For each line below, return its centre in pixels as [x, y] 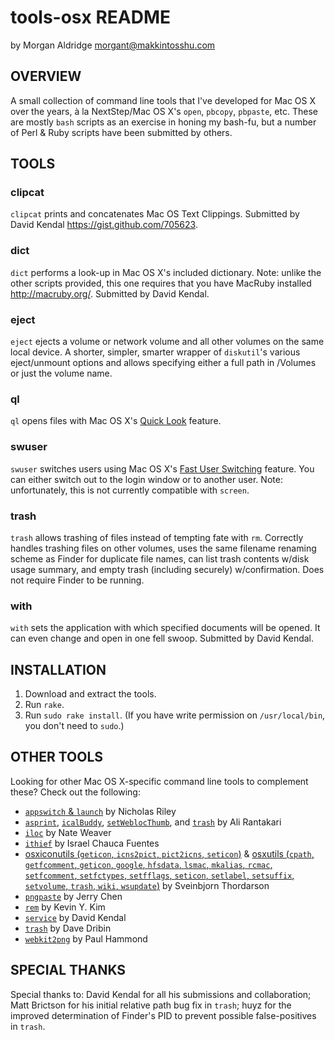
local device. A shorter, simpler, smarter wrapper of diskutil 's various [155, 352]
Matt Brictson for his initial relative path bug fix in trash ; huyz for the [151, 1005]
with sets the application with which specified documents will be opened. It [165, 628]
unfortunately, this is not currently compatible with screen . [130, 490]
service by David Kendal [75, 917]
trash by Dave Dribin [68, 928]
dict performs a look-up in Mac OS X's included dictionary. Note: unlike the [166, 272]
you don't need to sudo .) [74, 726]
